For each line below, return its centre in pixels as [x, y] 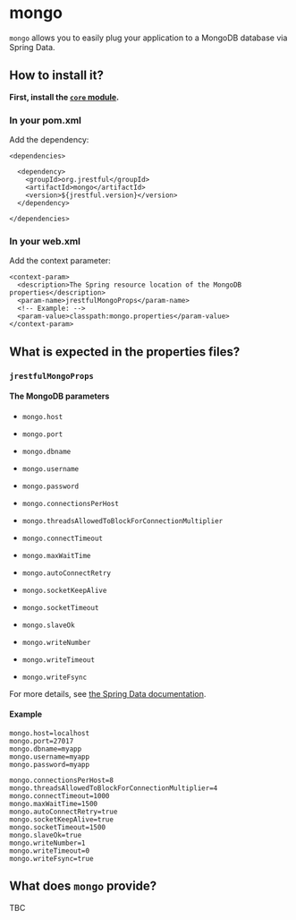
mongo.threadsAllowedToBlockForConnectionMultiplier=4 [114, 788]
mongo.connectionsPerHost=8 [62, 781]
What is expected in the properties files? [125, 352]
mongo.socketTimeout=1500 [57, 828]
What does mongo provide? [83, 886]
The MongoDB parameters [59, 396]
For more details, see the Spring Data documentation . [108, 693]
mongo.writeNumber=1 [48, 843]
